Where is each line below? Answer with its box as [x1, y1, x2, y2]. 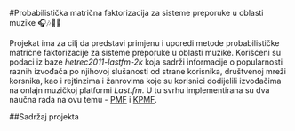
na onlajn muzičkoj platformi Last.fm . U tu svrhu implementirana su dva [9, 85, 270, 96]
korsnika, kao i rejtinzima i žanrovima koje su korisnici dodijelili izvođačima [9, 75, 282, 86]
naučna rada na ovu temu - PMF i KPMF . [9, 95, 157, 104]
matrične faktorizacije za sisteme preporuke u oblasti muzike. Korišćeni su [9, 48, 282, 58]
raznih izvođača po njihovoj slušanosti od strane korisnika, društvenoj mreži [9, 66, 287, 76]
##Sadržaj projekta [9, 112, 80, 122]
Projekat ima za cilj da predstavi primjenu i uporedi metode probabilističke [9, 38, 280, 48]
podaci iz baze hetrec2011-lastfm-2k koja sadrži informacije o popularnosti [9, 57, 283, 67]
